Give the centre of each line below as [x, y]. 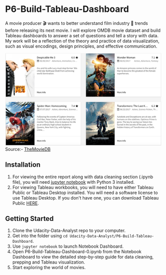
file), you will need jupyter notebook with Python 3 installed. [73, 182]
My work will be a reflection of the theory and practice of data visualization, [82, 41]
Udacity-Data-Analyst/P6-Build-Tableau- [112, 236]
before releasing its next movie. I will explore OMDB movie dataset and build [83, 30]
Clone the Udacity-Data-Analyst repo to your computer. [69, 231]
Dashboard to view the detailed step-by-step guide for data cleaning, [83, 257]
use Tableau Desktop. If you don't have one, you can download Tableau [85, 198]
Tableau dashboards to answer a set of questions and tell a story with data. [82, 35]
